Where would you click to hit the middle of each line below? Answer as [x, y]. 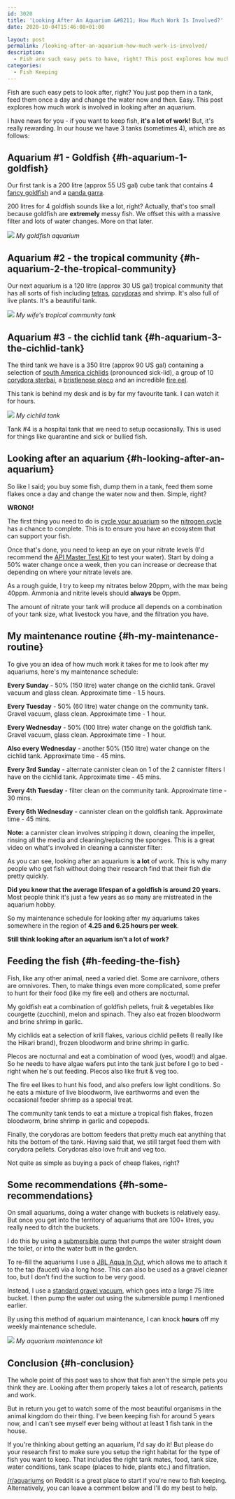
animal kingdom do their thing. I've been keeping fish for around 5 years [111, 1416]
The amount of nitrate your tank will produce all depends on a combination [115, 606]
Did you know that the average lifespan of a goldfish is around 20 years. [114, 889]
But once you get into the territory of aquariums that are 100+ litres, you [111, 1220]
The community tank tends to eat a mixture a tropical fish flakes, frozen [110, 1113]
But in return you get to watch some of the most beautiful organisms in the [114, 1408]
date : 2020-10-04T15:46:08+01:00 [56, 27]
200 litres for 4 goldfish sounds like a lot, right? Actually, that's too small [111, 206]
